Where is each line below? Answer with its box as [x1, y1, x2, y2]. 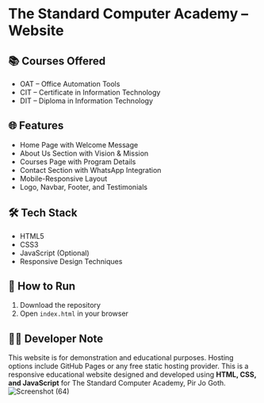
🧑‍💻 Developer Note [8, 332, 104, 345]
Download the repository [19, 301, 101, 310]
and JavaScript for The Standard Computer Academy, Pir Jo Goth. [8, 378, 226, 388]
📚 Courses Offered [8, 54, 105, 67]
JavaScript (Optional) [19, 248, 90, 258]
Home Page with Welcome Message [19, 140, 139, 149]
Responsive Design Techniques [19, 256, 123, 266]
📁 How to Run [8, 279, 76, 294]
